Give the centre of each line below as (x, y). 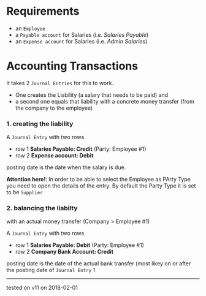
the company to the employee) (54, 108)
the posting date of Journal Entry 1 (51, 270)
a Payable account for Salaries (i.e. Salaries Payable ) (82, 34)
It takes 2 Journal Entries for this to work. (60, 83)
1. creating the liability (40, 124)
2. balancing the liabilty (42, 208)
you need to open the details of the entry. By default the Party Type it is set (101, 186)
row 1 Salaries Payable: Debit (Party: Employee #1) (79, 245)
